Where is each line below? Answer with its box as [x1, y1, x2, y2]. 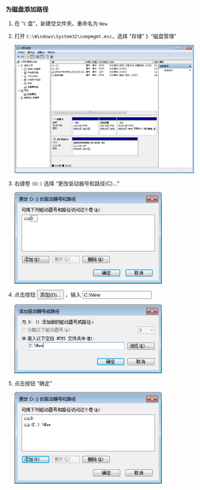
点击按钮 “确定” [14, 380, 53, 387]
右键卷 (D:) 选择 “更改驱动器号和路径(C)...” [14, 180, 120, 187]
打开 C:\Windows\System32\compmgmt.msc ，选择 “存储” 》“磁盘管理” [14, 33, 177, 40]
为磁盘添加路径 [5, 5, 49, 13]
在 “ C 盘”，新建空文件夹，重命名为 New [14, 20, 108, 27]
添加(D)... [39, 291, 61, 298]
